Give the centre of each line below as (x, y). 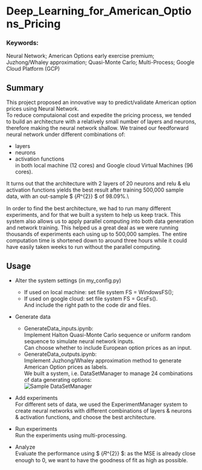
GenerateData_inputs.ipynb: (58, 329)
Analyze (25, 447)
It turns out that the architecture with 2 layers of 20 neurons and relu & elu (98, 184)
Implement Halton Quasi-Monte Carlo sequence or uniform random (107, 335)
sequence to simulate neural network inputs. (79, 341)
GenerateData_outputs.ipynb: (60, 354)
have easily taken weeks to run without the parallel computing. (84, 247)
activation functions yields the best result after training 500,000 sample (95, 190)
